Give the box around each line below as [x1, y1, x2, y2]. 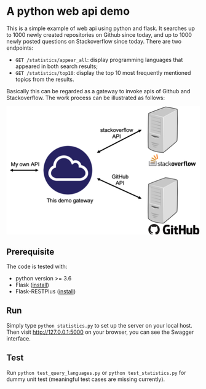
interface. [6, 334, 31, 342]
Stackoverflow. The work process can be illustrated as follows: [6, 94, 165, 101]
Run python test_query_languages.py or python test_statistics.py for [6, 369, 186, 376]
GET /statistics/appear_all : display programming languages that [15, 56, 183, 63]
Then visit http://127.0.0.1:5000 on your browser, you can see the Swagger [6, 328, 194, 336]
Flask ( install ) [15, 281, 49, 289]
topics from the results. [15, 75, 75, 83]
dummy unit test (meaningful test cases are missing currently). [6, 376, 165, 383]
